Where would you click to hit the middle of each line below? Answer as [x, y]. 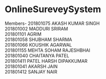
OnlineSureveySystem [53, 9]
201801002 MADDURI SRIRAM [37, 28]
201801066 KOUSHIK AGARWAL [38, 45]
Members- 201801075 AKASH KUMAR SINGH [52, 23]
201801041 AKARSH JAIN [31, 66]
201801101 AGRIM [23, 34]
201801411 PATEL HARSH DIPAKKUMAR [46, 61]
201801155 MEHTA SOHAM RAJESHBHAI [48, 50]
